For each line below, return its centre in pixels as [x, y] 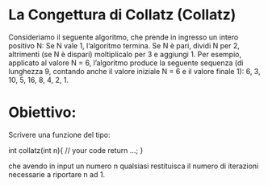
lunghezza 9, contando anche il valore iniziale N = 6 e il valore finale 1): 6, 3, [134, 71]
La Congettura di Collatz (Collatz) [122, 15]
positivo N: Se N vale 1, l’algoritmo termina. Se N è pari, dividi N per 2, [124, 45]
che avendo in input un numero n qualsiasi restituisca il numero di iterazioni [134, 166]
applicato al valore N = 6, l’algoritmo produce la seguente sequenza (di [126, 63]
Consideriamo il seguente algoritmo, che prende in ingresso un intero [124, 37]
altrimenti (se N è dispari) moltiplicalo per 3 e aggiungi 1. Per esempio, [125, 54]
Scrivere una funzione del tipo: [59, 134]
